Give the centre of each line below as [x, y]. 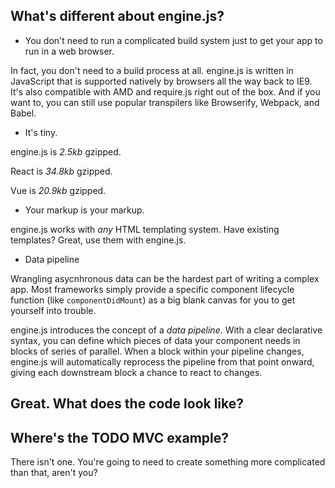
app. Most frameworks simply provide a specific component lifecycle [152, 289]
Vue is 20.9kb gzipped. [58, 190]
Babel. [23, 113]
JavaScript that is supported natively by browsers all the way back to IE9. [161, 81]
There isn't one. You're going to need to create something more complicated [168, 462]
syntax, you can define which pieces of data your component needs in [155, 340]
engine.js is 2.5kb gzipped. [66, 151]
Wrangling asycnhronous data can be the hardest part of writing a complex [165, 278]
